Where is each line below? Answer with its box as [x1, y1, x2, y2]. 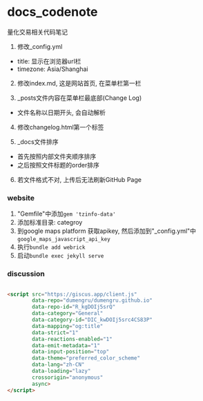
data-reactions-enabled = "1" [32, 336, 113, 342]
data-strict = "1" [32, 329, 79, 336]
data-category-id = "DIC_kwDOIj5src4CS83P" [32, 316, 153, 324]
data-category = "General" [32, 310, 104, 317]
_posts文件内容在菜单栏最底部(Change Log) [17, 94, 142, 102]
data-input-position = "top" [32, 349, 110, 356]
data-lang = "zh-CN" [32, 361, 85, 369]
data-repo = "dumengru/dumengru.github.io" [32, 297, 153, 304]
